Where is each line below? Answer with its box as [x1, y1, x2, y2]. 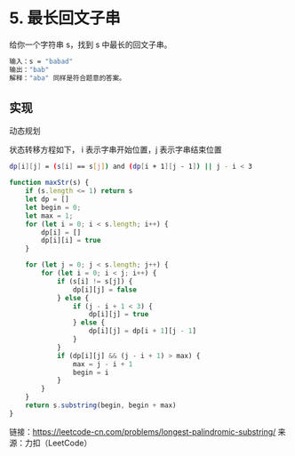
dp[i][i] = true [41, 236, 101, 245]
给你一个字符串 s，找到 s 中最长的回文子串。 [9, 39, 172, 50]
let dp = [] [25, 195, 69, 204]
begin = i [72, 368, 109, 377]
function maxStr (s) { [9, 179, 90, 188]
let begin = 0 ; [25, 203, 82, 212]
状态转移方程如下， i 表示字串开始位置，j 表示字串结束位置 [9, 144, 222, 156]
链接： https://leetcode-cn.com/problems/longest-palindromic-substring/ [9, 426, 276, 436]
